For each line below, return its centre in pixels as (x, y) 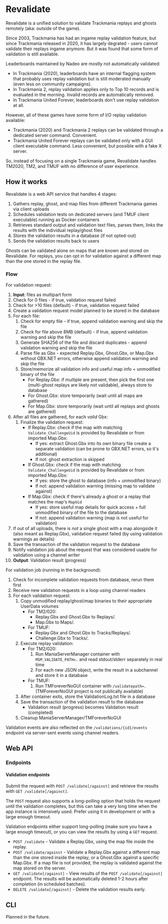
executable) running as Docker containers (56, 219)
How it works (26, 182)
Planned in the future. (28, 917)
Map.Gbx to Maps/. (55, 622)
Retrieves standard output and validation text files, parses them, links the (88, 225)
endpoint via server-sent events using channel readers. (62, 733)
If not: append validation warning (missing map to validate (95, 486)
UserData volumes (39, 606)
